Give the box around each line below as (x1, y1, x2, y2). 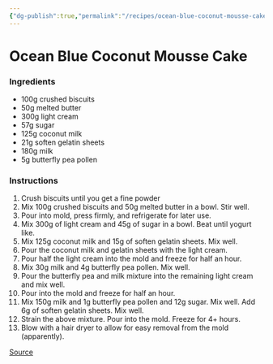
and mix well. (20, 279, 66, 289)
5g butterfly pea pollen (20, 155, 98, 165)
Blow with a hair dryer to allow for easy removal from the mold (20, 323, 229, 333)
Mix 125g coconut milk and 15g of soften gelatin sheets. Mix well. (20, 236, 238, 246)
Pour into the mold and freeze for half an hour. (20, 288, 176, 298)
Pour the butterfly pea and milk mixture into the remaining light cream (20, 271, 254, 281)
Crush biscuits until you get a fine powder (20, 193, 160, 203)
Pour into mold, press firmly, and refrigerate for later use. (20, 210, 211, 220)
